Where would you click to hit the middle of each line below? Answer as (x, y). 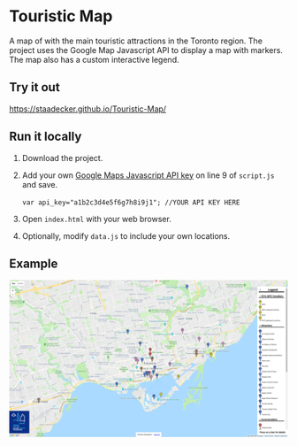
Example (34, 263)
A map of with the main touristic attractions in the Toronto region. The (136, 41)
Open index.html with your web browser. (97, 219)
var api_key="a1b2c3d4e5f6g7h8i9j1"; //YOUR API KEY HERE (131, 202)
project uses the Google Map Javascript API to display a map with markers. (146, 50)
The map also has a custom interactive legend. (94, 59)
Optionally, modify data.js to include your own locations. (126, 235)
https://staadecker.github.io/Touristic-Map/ (88, 109)
